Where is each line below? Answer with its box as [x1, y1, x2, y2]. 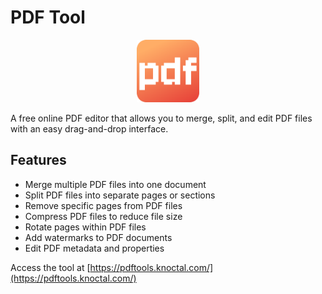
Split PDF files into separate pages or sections [24, 189, 216, 201]
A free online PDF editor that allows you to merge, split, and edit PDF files [10, 112, 313, 124]
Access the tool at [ [10, 261, 91, 273]
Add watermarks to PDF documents [24, 231, 173, 243]
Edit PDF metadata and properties [24, 242, 165, 254]
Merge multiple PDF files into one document [24, 178, 207, 190]
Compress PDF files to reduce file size [24, 210, 183, 222]
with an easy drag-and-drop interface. [10, 122, 169, 135]
